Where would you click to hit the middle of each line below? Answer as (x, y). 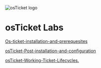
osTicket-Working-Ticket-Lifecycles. (42, 60)
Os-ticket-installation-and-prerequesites (46, 41)
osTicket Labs (34, 28)
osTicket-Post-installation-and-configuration (51, 51)
